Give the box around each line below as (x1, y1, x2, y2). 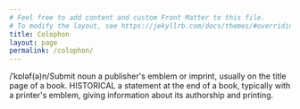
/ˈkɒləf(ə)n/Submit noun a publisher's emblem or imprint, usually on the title (9, 71, 287, 81)
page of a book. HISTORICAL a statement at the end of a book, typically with (9, 80, 291, 91)
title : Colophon (9, 29, 70, 38)
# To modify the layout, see (9, 21, 118, 30)
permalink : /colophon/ (9, 46, 94, 55)
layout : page (9, 38, 58, 47)
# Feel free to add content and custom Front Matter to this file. (9, 13, 266, 22)
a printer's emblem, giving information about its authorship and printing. (9, 90, 274, 101)
